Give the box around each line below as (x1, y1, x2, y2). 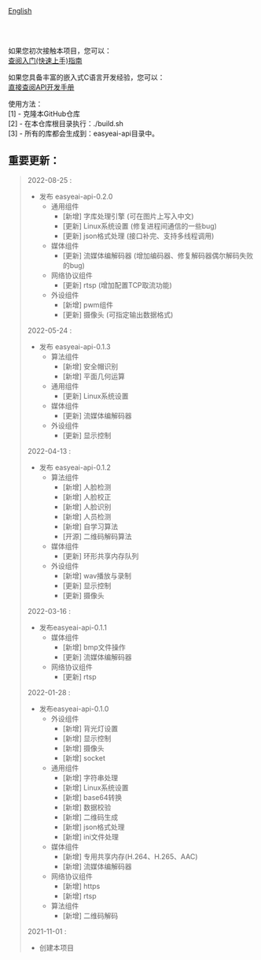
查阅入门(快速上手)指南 (8, 56, 83, 65)
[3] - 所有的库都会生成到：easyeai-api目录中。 (8, 128, 160, 138)
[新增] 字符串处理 (62, 772, 119, 782)
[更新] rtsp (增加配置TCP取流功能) (62, 280, 173, 289)
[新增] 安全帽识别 (62, 361, 119, 371)
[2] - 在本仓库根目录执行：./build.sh (8, 119, 124, 128)
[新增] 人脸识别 (62, 502, 112, 512)
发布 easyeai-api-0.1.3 (39, 341, 112, 352)
